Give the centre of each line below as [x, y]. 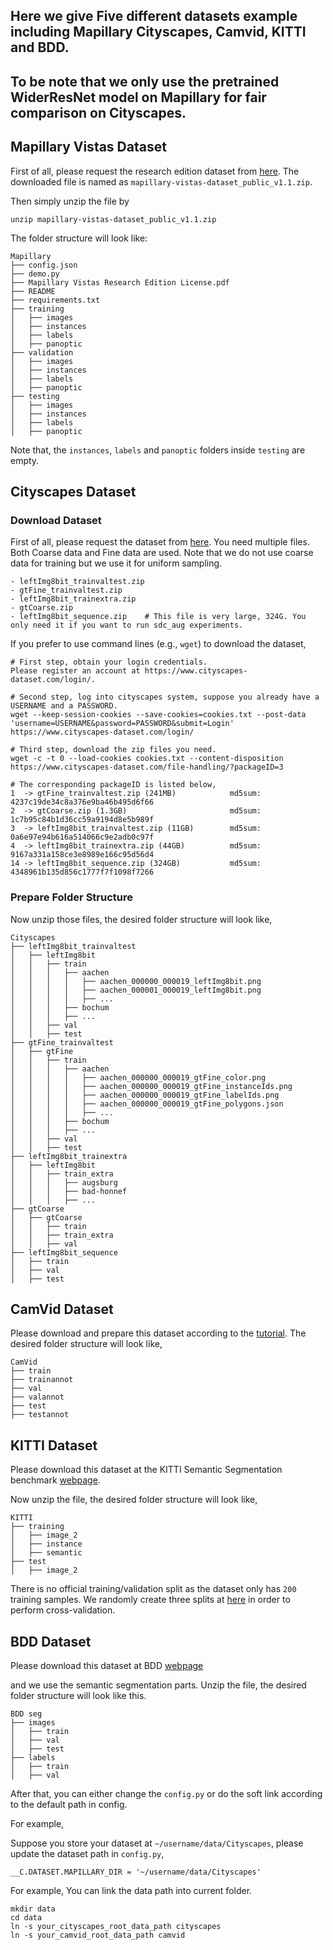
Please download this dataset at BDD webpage [107, 1666]
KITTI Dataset [54, 1445]
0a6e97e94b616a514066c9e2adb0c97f [82, 837]
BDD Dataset [51, 1641]
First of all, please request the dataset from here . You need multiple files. [160, 542]
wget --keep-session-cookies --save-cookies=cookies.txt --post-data [158, 715]
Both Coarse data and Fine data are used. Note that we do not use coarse [162, 553]
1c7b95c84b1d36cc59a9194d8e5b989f [82, 820]
